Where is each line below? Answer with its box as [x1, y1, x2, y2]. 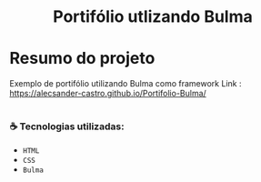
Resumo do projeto [9, 48, 156, 69]
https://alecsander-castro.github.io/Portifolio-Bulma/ [9, 88, 206, 99]
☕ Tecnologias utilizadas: [9, 120, 125, 133]
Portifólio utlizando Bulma [53, 6, 253, 27]
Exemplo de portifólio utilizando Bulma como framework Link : [9, 78, 242, 89]
